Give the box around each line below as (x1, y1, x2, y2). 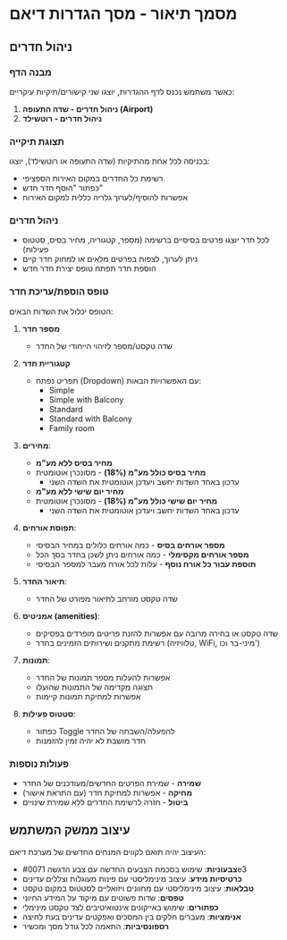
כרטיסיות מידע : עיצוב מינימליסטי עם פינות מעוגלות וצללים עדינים (21, 873, 243, 884)
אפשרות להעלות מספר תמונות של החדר (35, 672, 171, 682)
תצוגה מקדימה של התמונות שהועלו (35, 682, 154, 692)
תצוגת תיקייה (9, 135, 65, 148)
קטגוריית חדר (21, 358, 71, 368)
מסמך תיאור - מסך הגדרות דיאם (9, 4, 238, 24)
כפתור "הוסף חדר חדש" (21, 182, 104, 193)
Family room (48, 422, 96, 433)
